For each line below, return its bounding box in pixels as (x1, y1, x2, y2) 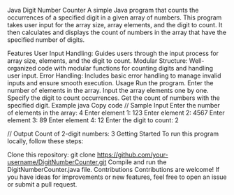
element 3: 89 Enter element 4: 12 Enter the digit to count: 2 (7, 116, 180, 124)
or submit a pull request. (7, 180, 78, 188)
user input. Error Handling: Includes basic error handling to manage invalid (7, 71, 221, 80)
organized (7, 64, 36, 72)
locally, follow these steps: (7, 137, 84, 145)
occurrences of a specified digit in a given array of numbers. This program (7, 13, 222, 22)
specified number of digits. (7, 36, 85, 44)
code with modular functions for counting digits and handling (37, 64, 214, 72)
